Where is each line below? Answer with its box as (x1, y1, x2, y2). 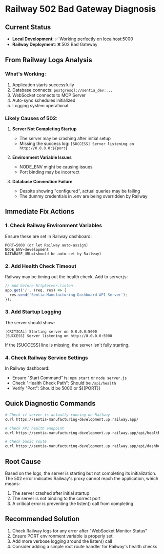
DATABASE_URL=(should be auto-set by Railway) (5, 251, 102, 256)
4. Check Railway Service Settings (5, 354, 88, 361)
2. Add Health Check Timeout (5, 263, 77, 269)
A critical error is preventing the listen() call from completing (12, 501, 134, 506)
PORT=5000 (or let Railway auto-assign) (5, 242, 89, 248)
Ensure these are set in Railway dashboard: (5, 233, 92, 239)
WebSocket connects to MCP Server (12, 92, 86, 98)
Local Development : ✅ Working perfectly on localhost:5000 (12, 36, 133, 42)
